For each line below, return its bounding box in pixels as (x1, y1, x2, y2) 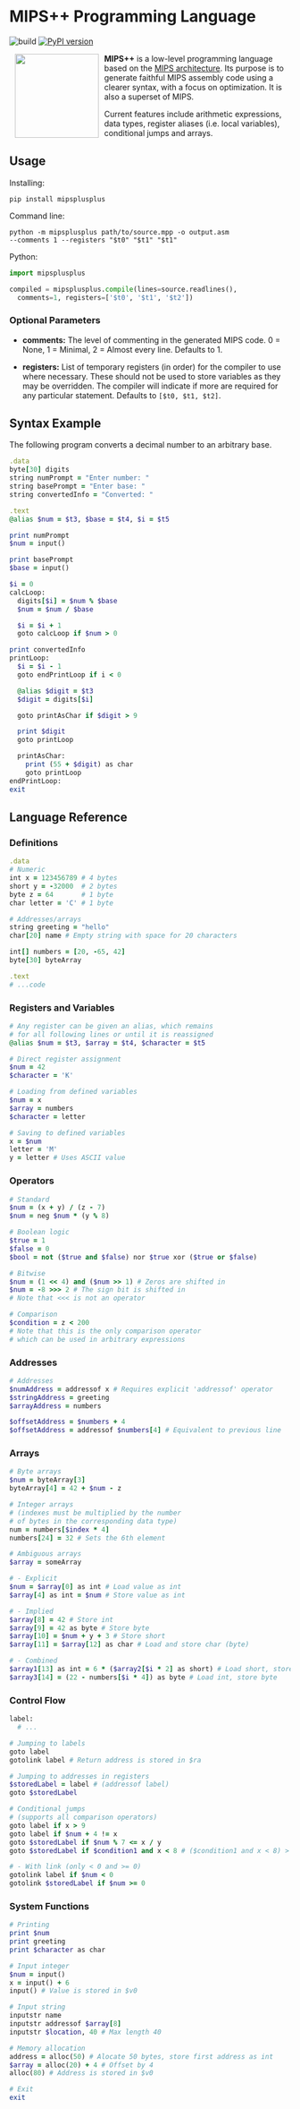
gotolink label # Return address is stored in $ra (9, 1755, 202, 1764)
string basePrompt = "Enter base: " (9, 482, 146, 491)
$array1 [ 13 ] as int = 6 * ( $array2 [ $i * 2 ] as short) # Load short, (9, 1665, 270, 1674)
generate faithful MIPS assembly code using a (104, 72, 274, 82)
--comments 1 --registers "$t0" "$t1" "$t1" (9, 235, 178, 244)
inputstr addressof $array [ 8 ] (9, 2019, 122, 2028)
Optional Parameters (9, 314, 101, 327)
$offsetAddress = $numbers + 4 (9, 1417, 126, 1427)
